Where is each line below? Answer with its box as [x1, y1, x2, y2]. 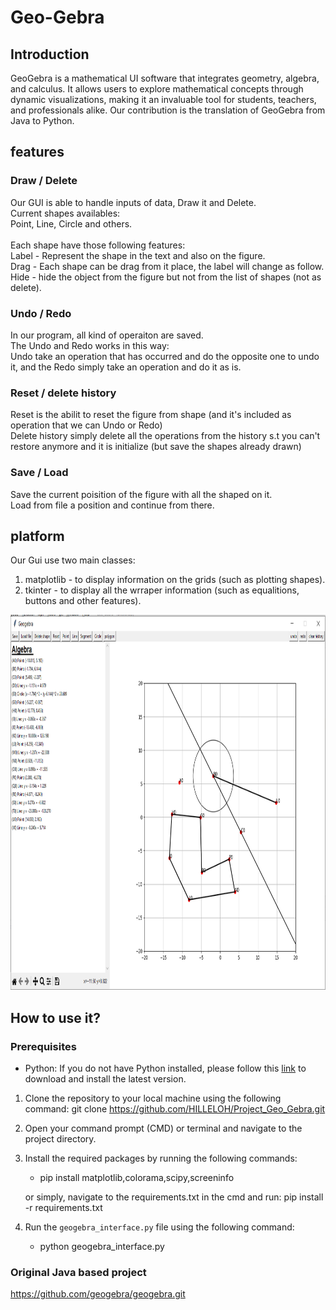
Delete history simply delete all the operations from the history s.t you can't [10, 430, 321, 442]
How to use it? [10, 1009, 101, 1026]
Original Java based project [10, 1266, 147, 1279]
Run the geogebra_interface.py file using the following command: [24, 1221, 295, 1233]
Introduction [10, 46, 90, 63]
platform [10, 527, 65, 545]
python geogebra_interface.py [39, 1241, 165, 1253]
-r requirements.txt [24, 1202, 103, 1214]
